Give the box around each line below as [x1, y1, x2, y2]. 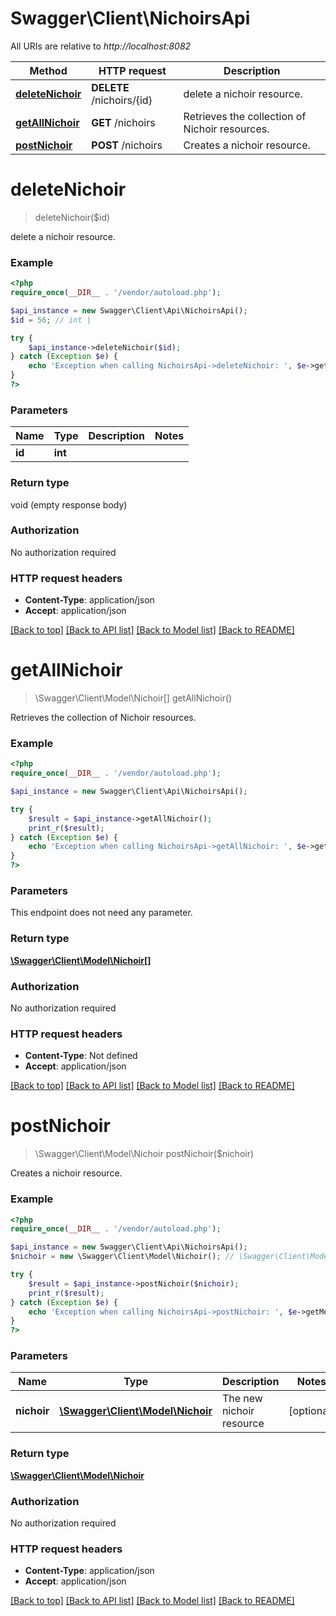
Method [29, 63, 68, 77]
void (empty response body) [10, 498, 128, 511]
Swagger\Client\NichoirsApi [10, 7, 251, 30]
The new [221, 1392, 263, 1406]
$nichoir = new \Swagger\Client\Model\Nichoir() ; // [10, 1252, 235, 1262]
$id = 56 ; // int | [10, 315, 92, 325]
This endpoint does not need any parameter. [10, 907, 193, 919]
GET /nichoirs [91, 115, 156, 129]
